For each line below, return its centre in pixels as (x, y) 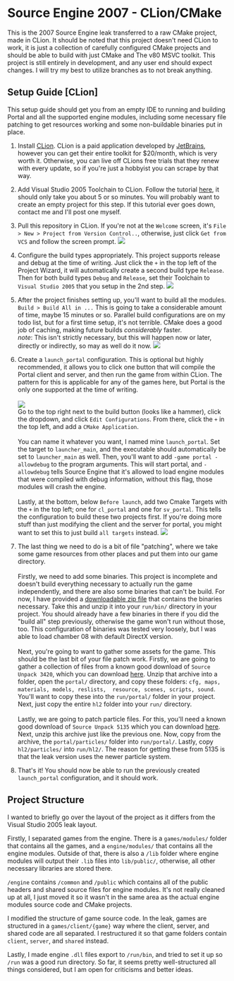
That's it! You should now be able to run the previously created (109, 770)
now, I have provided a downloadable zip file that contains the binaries (120, 599)
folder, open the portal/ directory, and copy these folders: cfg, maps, (119, 681)
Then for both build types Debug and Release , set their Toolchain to (113, 278)
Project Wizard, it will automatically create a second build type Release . (121, 270)
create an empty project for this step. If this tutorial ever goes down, (116, 204)
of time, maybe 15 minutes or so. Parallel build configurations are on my (121, 315)
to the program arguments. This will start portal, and (127, 464)
